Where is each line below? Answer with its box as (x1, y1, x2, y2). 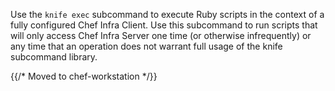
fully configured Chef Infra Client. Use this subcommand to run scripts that (10, 19, 318, 31)
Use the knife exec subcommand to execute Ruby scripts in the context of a (10, 9, 325, 20)
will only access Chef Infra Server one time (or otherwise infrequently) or (10, 30, 312, 41)
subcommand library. (10, 51, 98, 63)
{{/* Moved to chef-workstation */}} (10, 70, 158, 82)
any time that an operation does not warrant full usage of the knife (10, 40, 283, 52)
